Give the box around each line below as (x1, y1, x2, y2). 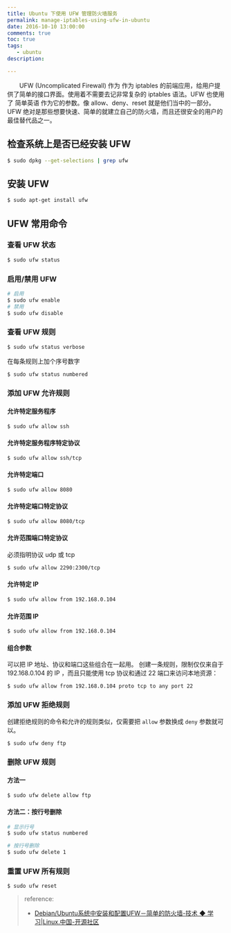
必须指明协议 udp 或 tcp (7, 550, 75, 558)
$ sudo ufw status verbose (7, 343, 85, 350)
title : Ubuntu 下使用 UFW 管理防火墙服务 (7, 10, 118, 17)
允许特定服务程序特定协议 (7, 438, 80, 447)
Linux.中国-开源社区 (42, 918, 100, 926)
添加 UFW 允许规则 (7, 388, 71, 398)
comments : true (7, 29, 51, 37)
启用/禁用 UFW (7, 274, 57, 284)
